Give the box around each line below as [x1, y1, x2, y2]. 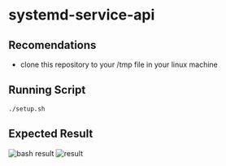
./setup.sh [8, 104, 46, 113]
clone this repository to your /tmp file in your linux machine [20, 59, 218, 69]
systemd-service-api [8, 6, 155, 24]
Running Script [8, 83, 86, 97]
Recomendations [8, 38, 97, 52]
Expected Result [8, 127, 93, 141]
